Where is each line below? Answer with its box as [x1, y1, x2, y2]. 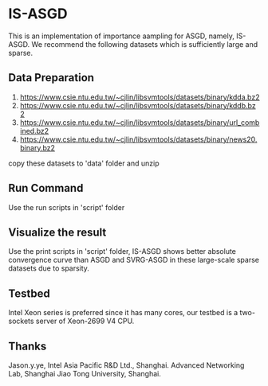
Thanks [8, 339, 47, 353]
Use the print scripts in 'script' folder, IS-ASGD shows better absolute [8, 247, 237, 256]
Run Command [8, 181, 84, 195]
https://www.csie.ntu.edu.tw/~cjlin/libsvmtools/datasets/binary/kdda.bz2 [19, 92, 260, 102]
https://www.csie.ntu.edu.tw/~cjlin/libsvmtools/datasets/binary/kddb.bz [19, 100, 257, 110]
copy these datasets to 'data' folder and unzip [8, 158, 160, 168]
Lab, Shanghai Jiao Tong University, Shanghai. [8, 369, 161, 378]
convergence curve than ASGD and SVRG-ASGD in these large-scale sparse [8, 255, 259, 265]
